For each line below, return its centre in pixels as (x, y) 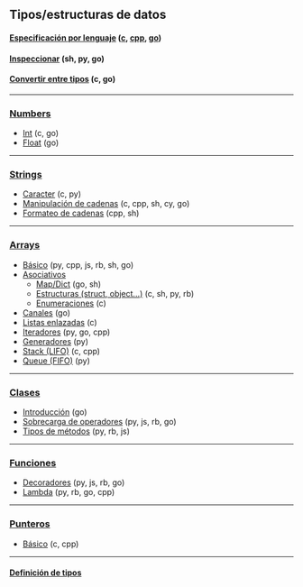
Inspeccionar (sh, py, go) (57, 59)
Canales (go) (46, 312)
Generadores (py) (55, 341)
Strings (26, 174)
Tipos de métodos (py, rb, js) (76, 431)
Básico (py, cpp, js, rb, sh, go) (78, 264)
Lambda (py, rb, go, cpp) (69, 492)
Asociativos (44, 274)
